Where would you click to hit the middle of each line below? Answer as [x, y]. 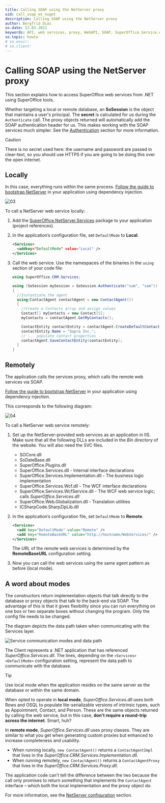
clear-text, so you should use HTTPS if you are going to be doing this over [80, 154]
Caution [13, 139]
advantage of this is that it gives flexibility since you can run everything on [80, 606]
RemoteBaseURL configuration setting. [52, 554]
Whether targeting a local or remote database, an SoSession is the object [80, 109]
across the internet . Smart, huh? [38, 720]
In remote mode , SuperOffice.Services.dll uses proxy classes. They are [77, 730]
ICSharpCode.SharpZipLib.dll [49, 507]
